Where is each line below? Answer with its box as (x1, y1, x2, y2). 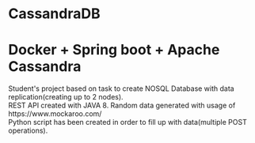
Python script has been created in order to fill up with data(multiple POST (8, 118, 247, 127)
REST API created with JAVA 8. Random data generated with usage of (8, 100, 236, 111)
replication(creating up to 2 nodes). (8, 92, 124, 102)
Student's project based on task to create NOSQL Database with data (8, 84, 235, 93)
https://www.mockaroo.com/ (8, 109, 102, 119)
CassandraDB (8, 5, 101, 23)
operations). (8, 126, 48, 135)
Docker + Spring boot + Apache (8, 41, 220, 59)
